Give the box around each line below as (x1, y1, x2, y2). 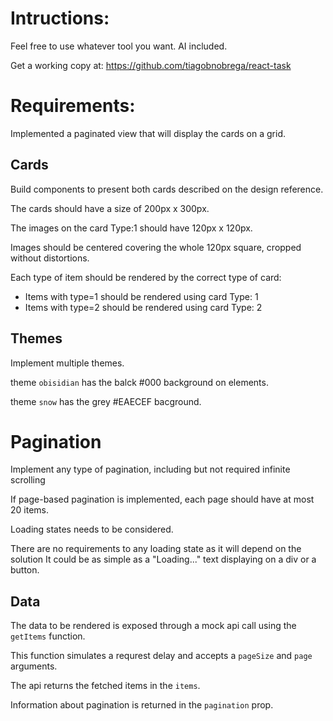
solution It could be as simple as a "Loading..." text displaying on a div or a (10, 553, 317, 566)
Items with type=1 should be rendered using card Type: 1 (24, 290, 259, 302)
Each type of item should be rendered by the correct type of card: (10, 271, 282, 283)
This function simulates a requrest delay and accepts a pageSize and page (10, 650, 313, 662)
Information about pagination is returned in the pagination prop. (10, 699, 274, 711)
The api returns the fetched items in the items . (10, 680, 201, 692)
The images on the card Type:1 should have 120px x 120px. (10, 222, 253, 234)
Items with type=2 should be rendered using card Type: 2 (24, 301, 263, 313)
